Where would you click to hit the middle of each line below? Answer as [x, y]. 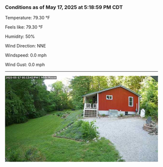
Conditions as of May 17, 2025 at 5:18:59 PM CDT [64, 7]
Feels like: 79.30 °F [24, 27]
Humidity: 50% [20, 37]
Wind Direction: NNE [25, 46]
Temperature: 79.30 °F [28, 18]
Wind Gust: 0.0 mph [25, 65]
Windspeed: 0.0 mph [26, 55]
